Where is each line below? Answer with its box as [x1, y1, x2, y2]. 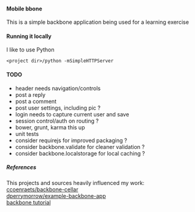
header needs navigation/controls [15, 85, 101, 92]
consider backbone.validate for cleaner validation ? [15, 143, 145, 150]
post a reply [15, 91, 46, 98]
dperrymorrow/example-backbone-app [6, 192, 106, 199]
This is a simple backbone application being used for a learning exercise [6, 18, 189, 26]
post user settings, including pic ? [15, 104, 101, 112]
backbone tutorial [6, 199, 51, 206]
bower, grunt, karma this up [15, 123, 85, 131]
